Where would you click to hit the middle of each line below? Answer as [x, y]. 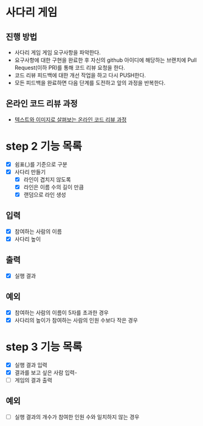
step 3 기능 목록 [44, 347]
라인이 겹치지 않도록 [47, 179]
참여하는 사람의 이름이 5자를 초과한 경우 [61, 313]
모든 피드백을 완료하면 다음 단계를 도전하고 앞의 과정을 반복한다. [90, 83]
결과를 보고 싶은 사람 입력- [46, 372]
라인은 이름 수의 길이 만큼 [54, 187]
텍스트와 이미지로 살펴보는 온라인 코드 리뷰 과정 [71, 120]
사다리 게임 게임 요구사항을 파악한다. [57, 52]
